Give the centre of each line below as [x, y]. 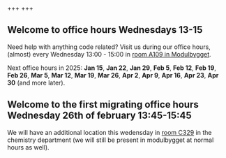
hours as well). [29, 147]
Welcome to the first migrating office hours [103, 105]
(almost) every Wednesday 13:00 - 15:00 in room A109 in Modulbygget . [109, 54]
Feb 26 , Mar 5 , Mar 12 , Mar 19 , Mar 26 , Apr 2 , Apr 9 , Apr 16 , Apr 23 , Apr [113, 75]
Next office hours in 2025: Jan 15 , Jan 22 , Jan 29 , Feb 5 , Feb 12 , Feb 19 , [112, 68]
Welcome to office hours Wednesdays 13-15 [105, 30]
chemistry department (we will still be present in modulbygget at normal [111, 140]
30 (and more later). [36, 82]
